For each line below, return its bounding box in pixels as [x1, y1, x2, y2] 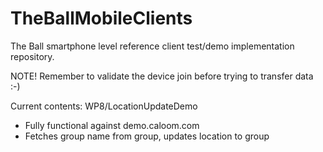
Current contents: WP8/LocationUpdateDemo [10, 100, 198, 112]
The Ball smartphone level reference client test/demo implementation [10, 40, 295, 52]
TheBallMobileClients [10, 7, 193, 30]
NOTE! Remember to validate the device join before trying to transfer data [10, 70, 314, 82]
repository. [10, 50, 55, 62]
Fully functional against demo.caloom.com [24, 119, 200, 131]
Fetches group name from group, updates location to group [24, 130, 270, 142]
